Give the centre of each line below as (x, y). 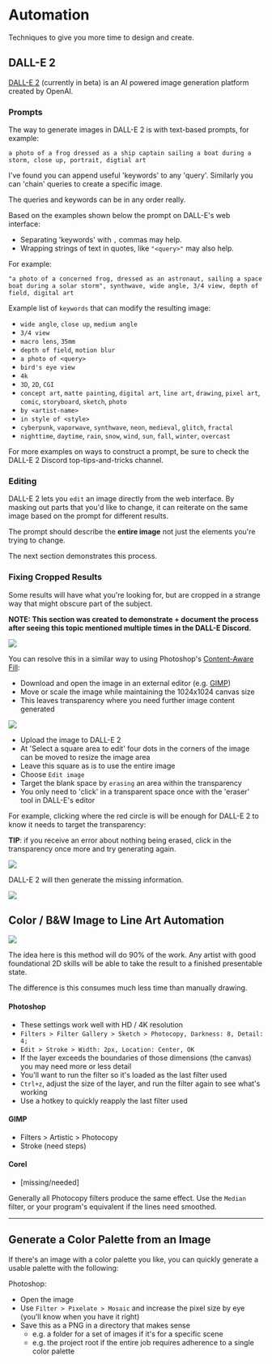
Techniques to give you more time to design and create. (101, 37)
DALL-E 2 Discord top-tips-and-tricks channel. (86, 461)
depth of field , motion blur (68, 350)
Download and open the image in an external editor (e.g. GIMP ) (125, 683)
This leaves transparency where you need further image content (127, 700)
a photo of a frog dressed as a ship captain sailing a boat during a (130, 153)
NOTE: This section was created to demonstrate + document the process (134, 619)
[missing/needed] (49, 1182)
